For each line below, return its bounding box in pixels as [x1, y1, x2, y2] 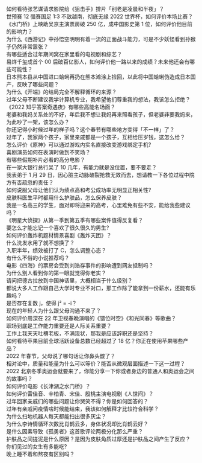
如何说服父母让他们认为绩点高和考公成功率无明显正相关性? [6, 187, 151, 193]
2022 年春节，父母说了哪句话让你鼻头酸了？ [6, 353, 116, 359]
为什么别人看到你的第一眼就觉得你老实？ [6, 269, 106, 276]
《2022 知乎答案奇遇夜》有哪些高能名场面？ [6, 103, 116, 110]
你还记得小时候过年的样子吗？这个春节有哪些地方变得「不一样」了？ [6, 126, 175, 133]
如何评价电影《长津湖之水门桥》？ [6, 383, 91, 389]
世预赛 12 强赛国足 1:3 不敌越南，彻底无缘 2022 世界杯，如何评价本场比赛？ [6, 13, 194, 20]
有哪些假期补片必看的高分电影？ [6, 156, 85, 163]
